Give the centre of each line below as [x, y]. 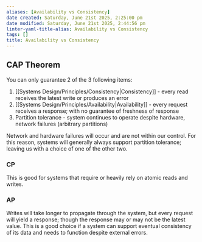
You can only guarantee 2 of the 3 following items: [69, 79]
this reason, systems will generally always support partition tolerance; [94, 142]
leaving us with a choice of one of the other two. [67, 148]
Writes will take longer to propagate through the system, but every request [100, 213]
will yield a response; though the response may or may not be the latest [96, 219]
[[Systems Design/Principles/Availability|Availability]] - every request [101, 104]
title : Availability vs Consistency [53, 40]
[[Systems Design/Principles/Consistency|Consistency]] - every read [102, 91]
